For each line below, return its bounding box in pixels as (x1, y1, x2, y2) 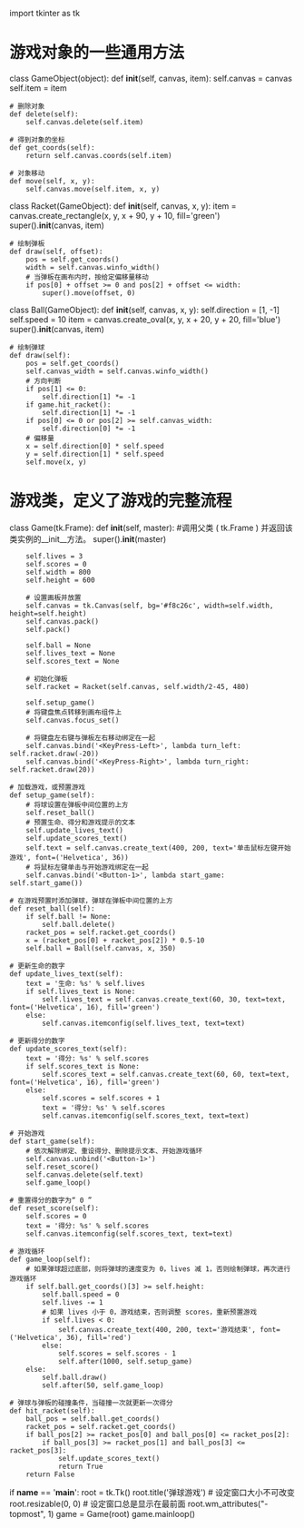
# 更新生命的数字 (9, 961, 65, 971)
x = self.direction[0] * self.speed (25, 441, 165, 450)
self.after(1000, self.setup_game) (57, 1356, 193, 1365)
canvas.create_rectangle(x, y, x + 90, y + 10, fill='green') (9, 210, 221, 221)
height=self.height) (9, 608, 88, 618)
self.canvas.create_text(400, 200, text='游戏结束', (57, 1325, 257, 1334)
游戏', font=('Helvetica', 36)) (9, 853, 129, 862)
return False (25, 1470, 75, 1479)
